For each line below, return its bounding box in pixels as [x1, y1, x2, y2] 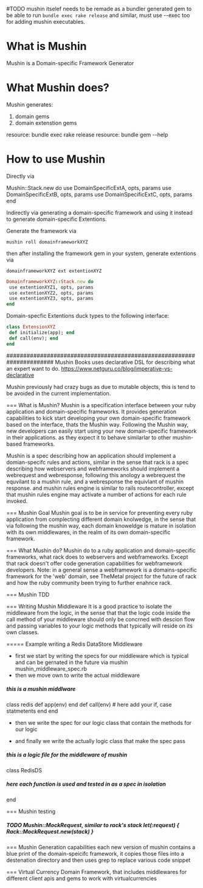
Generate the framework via [6, 227, 77, 234]
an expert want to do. [6, 365, 60, 372]
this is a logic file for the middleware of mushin [6, 751, 128, 758]
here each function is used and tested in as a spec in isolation [6, 780, 166, 788]
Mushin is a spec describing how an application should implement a [6, 452, 176, 459]
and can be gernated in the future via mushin [15, 659, 128, 666]
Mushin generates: [6, 100, 53, 108]
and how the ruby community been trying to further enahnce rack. [6, 579, 172, 586]
